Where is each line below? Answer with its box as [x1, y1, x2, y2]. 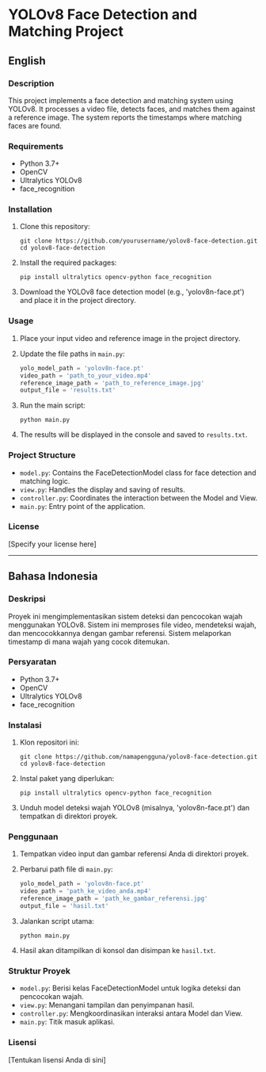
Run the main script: [19, 400, 85, 410]
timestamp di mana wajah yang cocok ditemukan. [8, 637, 170, 646]
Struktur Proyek [8, 965, 71, 976]
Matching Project [8, 22, 124, 40]
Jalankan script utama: [19, 916, 95, 925]
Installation [8, 204, 53, 215]
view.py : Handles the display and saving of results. [19, 484, 186, 494]
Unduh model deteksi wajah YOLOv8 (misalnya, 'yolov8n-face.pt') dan [19, 803, 250, 813]
